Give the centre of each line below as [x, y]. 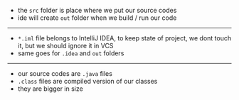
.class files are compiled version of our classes [87, 81]
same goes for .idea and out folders [71, 53]
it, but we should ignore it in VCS [65, 46]
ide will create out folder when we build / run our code [97, 18]
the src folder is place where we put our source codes [97, 10]
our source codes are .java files [65, 73]
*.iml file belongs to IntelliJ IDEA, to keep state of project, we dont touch [124, 38]
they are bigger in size [50, 89]
